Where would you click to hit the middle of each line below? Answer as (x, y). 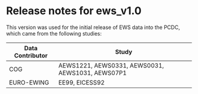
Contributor (31, 56)
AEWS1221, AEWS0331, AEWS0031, (111, 65)
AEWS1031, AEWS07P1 (93, 73)
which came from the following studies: (54, 33)
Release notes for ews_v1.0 (74, 11)
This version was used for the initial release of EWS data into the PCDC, (93, 27)
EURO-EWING (29, 82)
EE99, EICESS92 (82, 82)
